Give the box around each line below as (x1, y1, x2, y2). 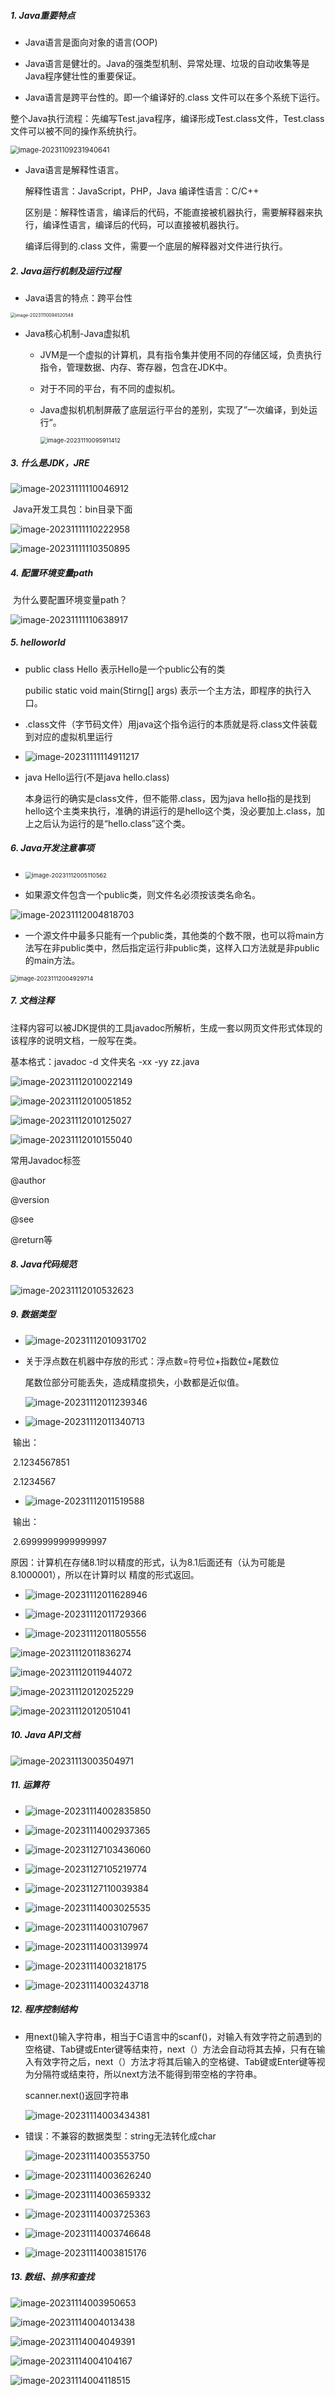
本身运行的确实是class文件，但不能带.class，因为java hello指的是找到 (24, 792, 312, 804)
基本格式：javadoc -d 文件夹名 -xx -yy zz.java (10, 1055, 200, 1067)
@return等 (10, 1233, 53, 1245)
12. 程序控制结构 (10, 2003, 78, 2015)
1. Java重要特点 (10, 9, 76, 21)
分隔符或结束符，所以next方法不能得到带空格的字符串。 (33, 2068, 263, 2080)
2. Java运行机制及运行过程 (10, 265, 122, 277)
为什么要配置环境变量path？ (12, 593, 128, 605)
